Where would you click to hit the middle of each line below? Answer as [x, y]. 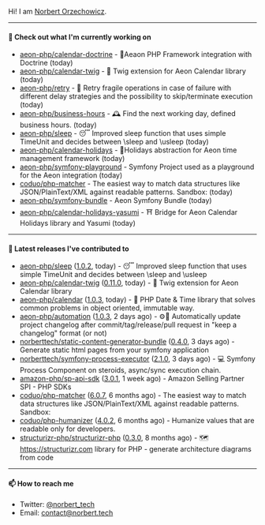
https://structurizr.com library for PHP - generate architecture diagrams [136, 449]
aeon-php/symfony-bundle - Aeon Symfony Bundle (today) [116, 201]
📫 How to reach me [41, 484]
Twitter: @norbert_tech [57, 504]
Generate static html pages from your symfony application [114, 350]
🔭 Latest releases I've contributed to [69, 249]
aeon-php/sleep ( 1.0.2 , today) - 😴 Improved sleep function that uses [133, 266]
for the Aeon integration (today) [71, 175]
